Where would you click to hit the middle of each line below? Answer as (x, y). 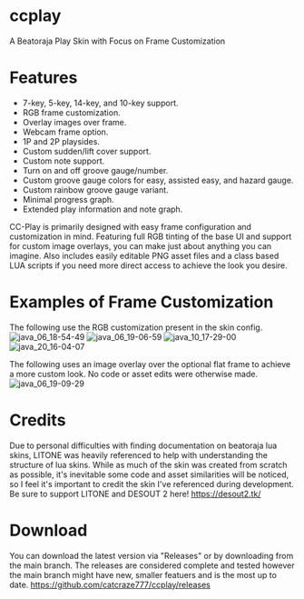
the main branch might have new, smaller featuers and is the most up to (143, 574)
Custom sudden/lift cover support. (87, 151)
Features (44, 78)
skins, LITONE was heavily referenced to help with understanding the (138, 454)
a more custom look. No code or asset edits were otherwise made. (134, 374)
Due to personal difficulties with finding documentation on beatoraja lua (143, 445)
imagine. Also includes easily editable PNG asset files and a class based (144, 255)
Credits (38, 420)
